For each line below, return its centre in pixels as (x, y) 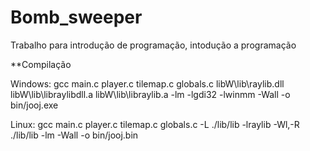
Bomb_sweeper (76, 17)
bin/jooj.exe (34, 105)
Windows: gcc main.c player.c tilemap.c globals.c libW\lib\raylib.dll (147, 83)
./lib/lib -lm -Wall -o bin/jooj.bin (74, 135)
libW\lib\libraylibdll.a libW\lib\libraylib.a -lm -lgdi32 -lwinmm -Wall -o (150, 94)
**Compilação (41, 64)
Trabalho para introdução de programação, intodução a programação (153, 45)
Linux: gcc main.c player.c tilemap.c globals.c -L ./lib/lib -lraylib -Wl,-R (155, 124)
